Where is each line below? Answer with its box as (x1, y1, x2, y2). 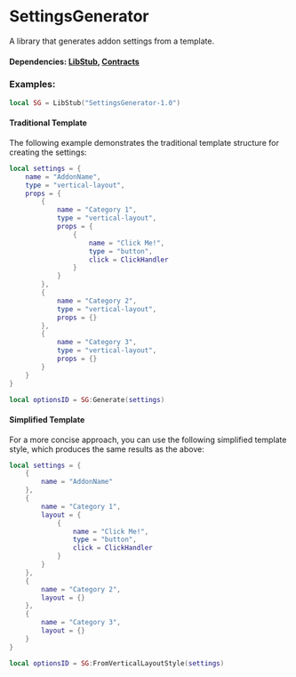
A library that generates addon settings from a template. (9, 36, 215, 46)
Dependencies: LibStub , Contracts (9, 56, 140, 67)
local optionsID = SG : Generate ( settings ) (9, 395, 165, 404)
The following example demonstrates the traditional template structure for (9, 137, 280, 148)
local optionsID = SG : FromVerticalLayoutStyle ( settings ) (9, 658, 225, 668)
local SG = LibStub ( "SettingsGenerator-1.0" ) (9, 98, 180, 108)
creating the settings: (9, 147, 87, 157)
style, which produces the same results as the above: (9, 443, 204, 455)
